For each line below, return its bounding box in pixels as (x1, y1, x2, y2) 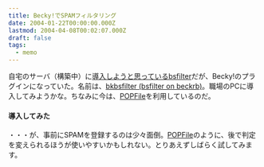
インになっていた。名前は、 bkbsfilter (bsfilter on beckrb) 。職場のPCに (14, 81, 247, 91)
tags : (8, 41, 26, 49)
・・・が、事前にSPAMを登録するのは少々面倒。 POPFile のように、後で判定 (8, 130, 257, 140)
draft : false (8, 33, 52, 42)
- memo (15, 49, 37, 56)
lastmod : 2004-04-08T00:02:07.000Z (8, 26, 127, 34)
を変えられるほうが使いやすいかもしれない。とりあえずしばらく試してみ (8, 140, 246, 150)
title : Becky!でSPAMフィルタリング (8, 11, 117, 20)
